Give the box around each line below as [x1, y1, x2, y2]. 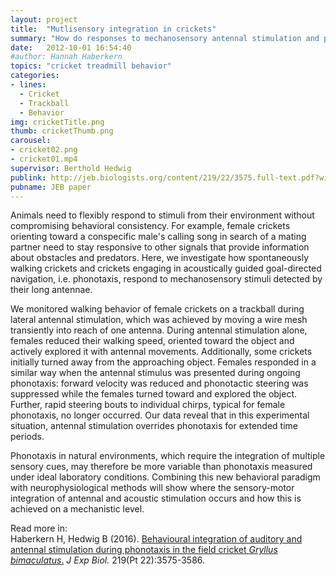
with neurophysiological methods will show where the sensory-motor [10, 482, 295, 494]
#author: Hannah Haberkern [10, 52, 123, 62]
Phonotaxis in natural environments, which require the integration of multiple [10, 450, 326, 462]
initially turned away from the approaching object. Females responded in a [10, 356, 317, 368]
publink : [10, 172, 47, 183]
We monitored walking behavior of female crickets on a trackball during [10, 303, 305, 315]
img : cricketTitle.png [10, 117, 105, 127]
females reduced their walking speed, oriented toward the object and [10, 335, 295, 347]
